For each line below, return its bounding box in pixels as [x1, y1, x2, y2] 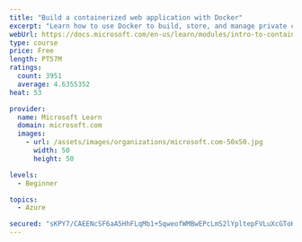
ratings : [9, 64, 42, 73]
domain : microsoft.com [17, 121, 102, 130]
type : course [9, 38, 58, 48]
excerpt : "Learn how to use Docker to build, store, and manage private [9, 22, 288, 30]
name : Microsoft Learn [17, 113, 102, 122]
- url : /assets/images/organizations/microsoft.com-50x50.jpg [25, 138, 263, 147]
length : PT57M [9, 55, 63, 64]
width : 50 [32, 146, 70, 155]
